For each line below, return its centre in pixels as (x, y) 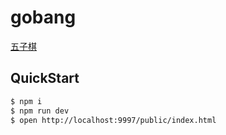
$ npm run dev (40, 111)
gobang (43, 17)
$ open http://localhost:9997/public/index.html (113, 120)
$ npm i (26, 101)
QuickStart (45, 78)
